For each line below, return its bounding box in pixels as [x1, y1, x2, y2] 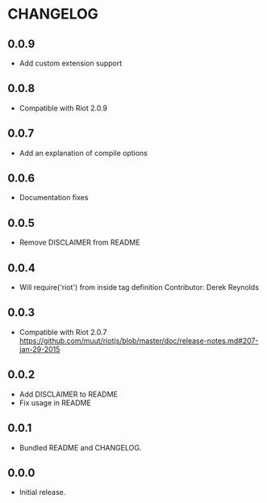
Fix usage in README [19, 397, 92, 408]
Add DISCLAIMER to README [19, 389, 118, 399]
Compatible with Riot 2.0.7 [19, 327, 107, 337]
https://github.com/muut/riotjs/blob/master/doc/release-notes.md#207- [19, 336, 259, 346]
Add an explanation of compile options [19, 148, 148, 157]
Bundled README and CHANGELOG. [19, 442, 142, 452]
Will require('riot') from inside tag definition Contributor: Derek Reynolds [19, 283, 260, 292]
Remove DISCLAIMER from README [19, 237, 140, 247]
